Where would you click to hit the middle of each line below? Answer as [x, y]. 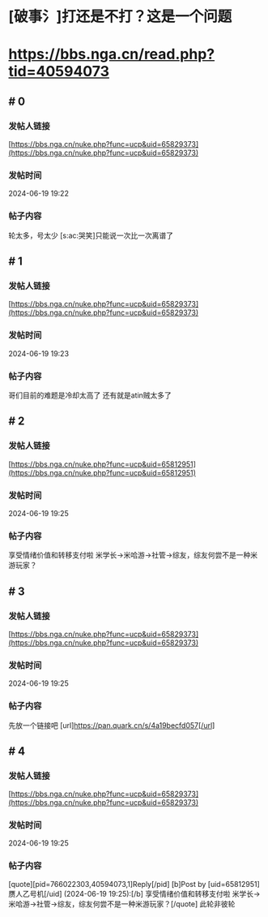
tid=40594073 [59, 72]
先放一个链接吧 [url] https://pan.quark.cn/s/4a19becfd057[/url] [112, 725]
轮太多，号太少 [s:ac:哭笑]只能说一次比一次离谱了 [91, 235]
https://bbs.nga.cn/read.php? [112, 54]
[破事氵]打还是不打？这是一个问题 [120, 17]
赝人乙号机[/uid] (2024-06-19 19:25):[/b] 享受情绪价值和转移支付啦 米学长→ [134, 893]
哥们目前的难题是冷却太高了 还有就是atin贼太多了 [90, 395]
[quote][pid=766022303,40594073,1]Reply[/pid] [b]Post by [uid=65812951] [134, 884]
